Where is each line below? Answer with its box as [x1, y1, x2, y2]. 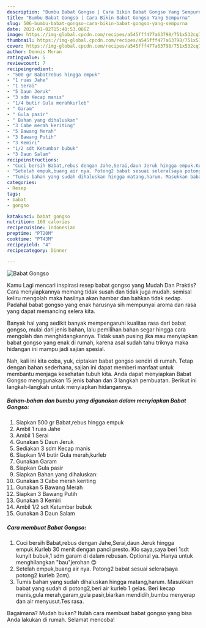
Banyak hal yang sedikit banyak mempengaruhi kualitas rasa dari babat [7, 319, 186, 327]
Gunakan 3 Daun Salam [15, 510, 75, 517]
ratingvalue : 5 [7, 54, 46, 61]
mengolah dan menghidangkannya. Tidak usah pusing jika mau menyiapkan [7, 332, 198, 339]
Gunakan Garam [15, 458, 57, 465]
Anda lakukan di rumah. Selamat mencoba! [7, 616, 115, 624]
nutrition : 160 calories [7, 219, 70, 225]
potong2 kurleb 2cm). [15, 572, 71, 579]
